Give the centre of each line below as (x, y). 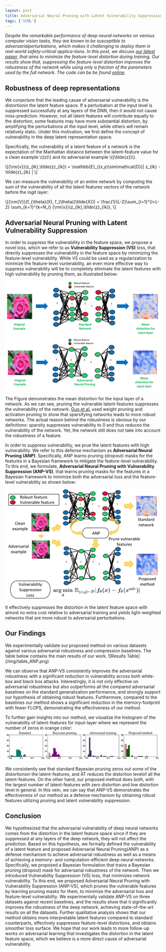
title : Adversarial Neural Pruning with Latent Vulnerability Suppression (84, 16)
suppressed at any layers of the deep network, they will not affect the (76, 838)
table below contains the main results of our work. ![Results (65, 656)
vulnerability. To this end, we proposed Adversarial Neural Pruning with (77, 881)
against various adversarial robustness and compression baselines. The (78, 650)
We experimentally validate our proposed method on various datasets (76, 645)
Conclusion (23, 816)
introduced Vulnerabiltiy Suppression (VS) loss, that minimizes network (78, 875)
